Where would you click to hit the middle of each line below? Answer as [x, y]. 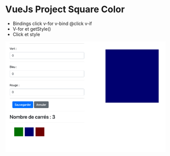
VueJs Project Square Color [65, 9]
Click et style [26, 34]
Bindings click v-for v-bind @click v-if [52, 23]
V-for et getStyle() [32, 29]
